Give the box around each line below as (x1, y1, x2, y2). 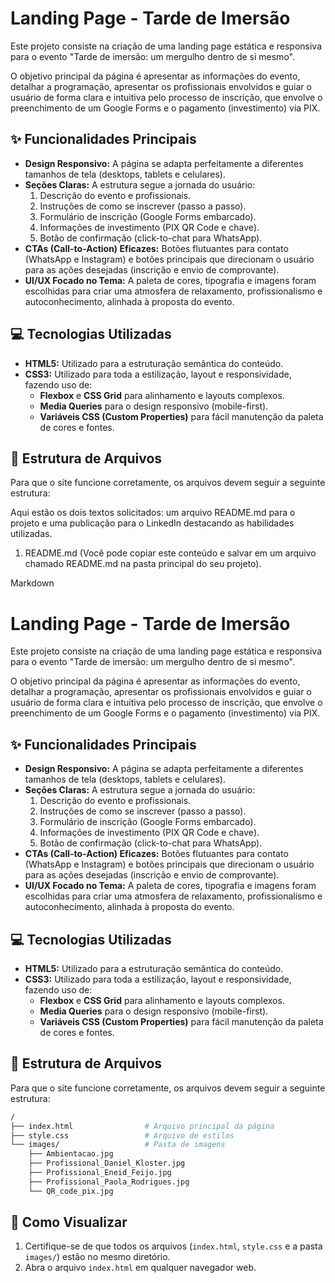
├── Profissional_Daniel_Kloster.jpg (28, 1158, 186, 1169)
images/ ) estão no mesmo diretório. (24, 1251, 171, 1263)
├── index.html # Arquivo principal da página (10, 1121, 275, 1131)
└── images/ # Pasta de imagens (10, 1140, 226, 1150)
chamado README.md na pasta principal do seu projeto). (24, 558, 262, 570)
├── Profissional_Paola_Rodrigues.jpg (28, 1177, 190, 1187)
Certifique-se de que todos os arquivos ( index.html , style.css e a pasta (24, 1240, 323, 1252)
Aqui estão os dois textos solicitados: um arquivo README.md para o (10, 507, 296, 519)
